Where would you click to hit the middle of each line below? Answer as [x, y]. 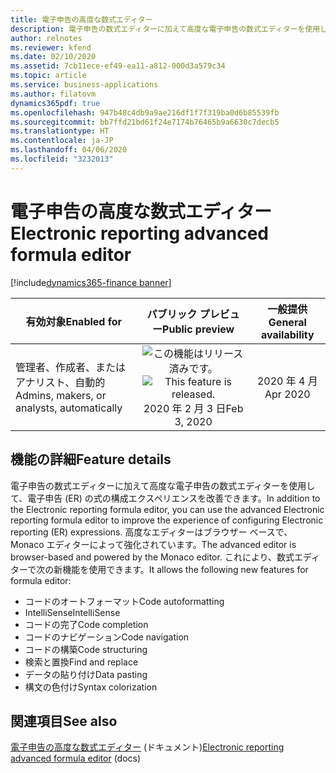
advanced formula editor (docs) [76, 758]
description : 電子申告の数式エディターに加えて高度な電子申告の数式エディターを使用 [165, 29]
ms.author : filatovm [53, 94]
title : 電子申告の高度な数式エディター [81, 19]
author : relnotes [46, 38]
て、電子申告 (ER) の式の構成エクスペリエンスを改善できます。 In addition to [165, 498]
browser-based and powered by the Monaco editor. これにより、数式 [152, 557]
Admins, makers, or [61, 395]
